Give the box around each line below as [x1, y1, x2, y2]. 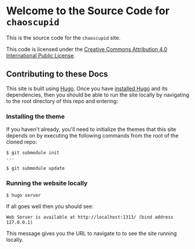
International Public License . [6, 52, 75, 59]
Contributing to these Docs [6, 69, 108, 79]
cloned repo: [6, 138, 37, 146]
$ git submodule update [6, 165, 65, 171]
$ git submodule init [6, 150, 60, 156]
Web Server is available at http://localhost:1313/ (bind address [6, 215, 174, 221]
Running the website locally [6, 179, 88, 187]
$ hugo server [6, 193, 41, 199]
